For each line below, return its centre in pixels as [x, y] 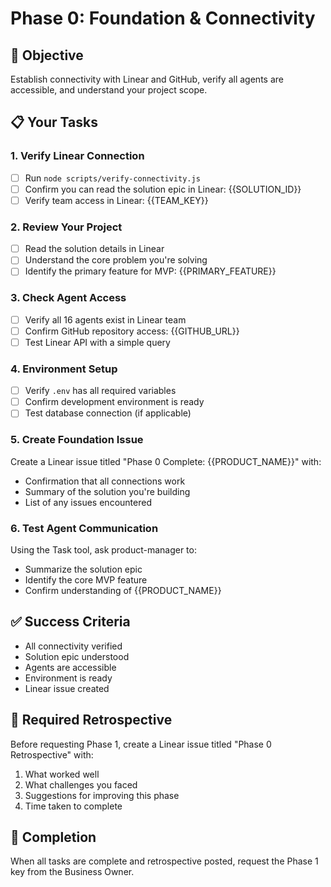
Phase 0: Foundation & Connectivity [163, 18]
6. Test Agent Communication [84, 528]
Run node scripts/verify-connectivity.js [112, 178]
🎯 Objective [47, 55]
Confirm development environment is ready [114, 402]
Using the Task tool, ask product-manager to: [103, 549]
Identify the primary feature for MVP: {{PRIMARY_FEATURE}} [150, 271]
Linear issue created [67, 688]
